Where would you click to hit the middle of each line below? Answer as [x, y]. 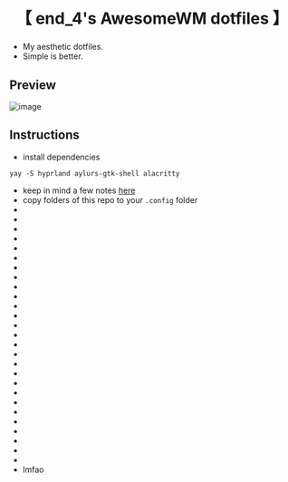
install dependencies [61, 157]
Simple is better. [53, 56]
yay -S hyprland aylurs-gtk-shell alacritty [95, 173]
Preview [33, 85]
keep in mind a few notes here [79, 190]
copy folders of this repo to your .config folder [110, 199]
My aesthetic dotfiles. [63, 47]
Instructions [44, 135]
